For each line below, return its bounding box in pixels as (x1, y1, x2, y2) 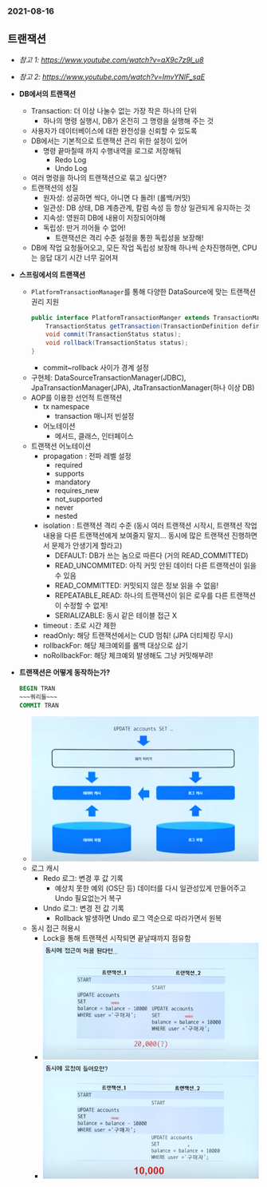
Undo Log (54, 163, 88, 173)
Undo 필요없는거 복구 (54, 894, 122, 903)
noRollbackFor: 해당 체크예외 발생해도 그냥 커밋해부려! (42, 651, 214, 660)
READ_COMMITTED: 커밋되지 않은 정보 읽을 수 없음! (54, 581, 219, 591)
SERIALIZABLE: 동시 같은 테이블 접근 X (54, 611, 177, 620)
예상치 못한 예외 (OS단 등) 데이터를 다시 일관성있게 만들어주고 (54, 883, 246, 893)
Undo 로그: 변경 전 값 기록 (42, 903, 124, 913)
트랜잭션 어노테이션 (30, 441, 92, 451)
